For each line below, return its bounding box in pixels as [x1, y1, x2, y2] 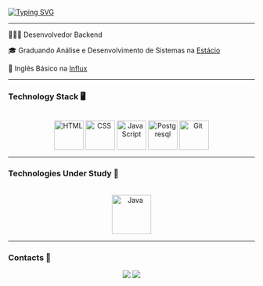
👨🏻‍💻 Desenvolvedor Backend [8, 30, 103, 39]
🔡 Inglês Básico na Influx [8, 63, 88, 73]
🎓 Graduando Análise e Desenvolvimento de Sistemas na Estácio [8, 45, 221, 55]
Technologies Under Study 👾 [8, 168, 120, 179]
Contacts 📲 [8, 252, 52, 262]
